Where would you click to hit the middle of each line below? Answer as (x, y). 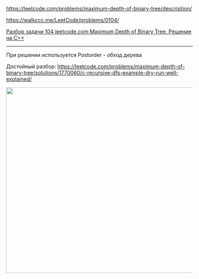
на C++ (15, 38)
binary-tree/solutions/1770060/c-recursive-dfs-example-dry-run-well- (92, 73)
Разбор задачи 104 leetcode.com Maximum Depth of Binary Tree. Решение (99, 31)
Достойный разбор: (31, 66)
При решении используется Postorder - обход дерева (74, 55)
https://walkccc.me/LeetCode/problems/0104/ (63, 20)
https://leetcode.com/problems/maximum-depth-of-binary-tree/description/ (99, 9)
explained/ (19, 79)
